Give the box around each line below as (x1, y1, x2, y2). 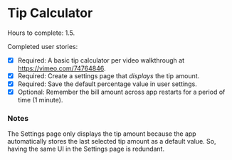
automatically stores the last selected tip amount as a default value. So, (7, 137, 216, 146)
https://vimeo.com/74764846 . (17, 64, 106, 73)
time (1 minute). (17, 96, 63, 105)
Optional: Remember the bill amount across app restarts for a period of (17, 87, 226, 97)
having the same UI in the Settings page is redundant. (7, 144, 165, 154)
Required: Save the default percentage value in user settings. (17, 80, 197, 88)
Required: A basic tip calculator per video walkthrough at (17, 55, 185, 65)
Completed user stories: (7, 42, 78, 50)
